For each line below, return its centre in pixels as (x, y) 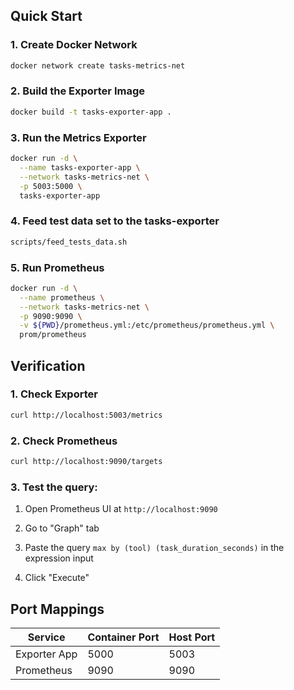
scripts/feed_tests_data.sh (69, 242)
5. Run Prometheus (57, 267)
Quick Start (46, 16)
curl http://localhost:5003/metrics (86, 415)
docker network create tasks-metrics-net (98, 65)
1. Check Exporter (54, 394)
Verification (48, 365)
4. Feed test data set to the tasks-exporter (115, 221)
